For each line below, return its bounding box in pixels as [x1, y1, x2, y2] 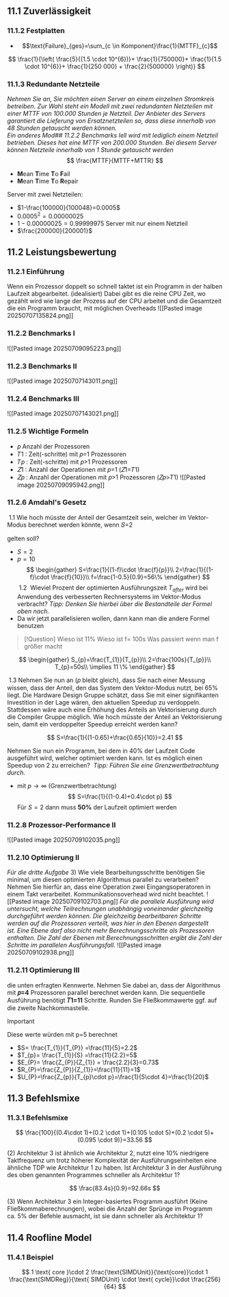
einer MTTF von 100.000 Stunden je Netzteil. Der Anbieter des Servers [7, 109, 206, 117]
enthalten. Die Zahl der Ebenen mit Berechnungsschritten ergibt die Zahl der [7, 934, 222, 942]
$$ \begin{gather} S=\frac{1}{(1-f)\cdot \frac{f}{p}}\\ [26, 565, 174, 574]
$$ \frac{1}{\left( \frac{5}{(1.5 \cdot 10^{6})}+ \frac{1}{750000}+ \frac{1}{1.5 [8, 55, 222, 63]
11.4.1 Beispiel [7, 1252, 54, 1262]
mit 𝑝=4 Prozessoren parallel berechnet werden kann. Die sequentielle [7, 988, 206, 996]
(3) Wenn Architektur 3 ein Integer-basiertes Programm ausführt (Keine [7, 1198, 208, 1206]
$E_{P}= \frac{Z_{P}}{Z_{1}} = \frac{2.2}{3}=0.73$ [16, 1058, 159, 1066]
